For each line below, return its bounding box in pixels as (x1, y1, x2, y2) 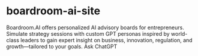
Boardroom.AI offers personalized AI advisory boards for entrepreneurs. (6, 24, 184, 31)
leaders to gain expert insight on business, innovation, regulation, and (20, 36, 193, 43)
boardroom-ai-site (6, 4, 101, 18)
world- (170, 30, 188, 37)
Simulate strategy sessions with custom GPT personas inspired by (6, 30, 170, 37)
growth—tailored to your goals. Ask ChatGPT (6, 43, 118, 50)
